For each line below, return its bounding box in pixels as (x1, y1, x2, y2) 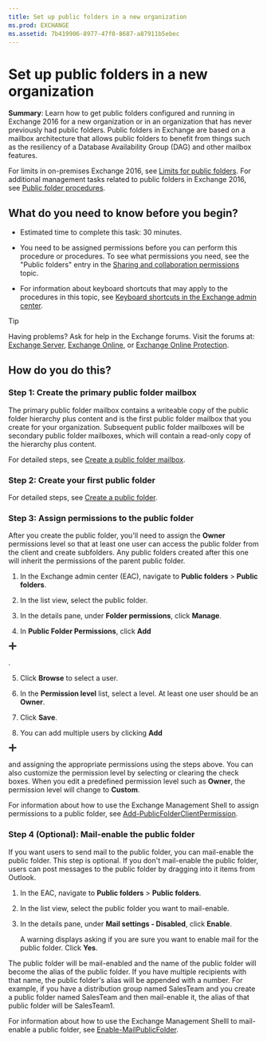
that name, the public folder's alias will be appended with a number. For (8, 975, 243, 985)
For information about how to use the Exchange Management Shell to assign (8, 800, 259, 810)
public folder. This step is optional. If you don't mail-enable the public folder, (8, 855, 259, 865)
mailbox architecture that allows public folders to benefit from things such (8, 134, 251, 144)
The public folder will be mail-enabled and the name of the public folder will (8, 958, 257, 968)
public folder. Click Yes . (19, 942, 98, 953)
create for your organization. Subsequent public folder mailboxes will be (8, 422, 245, 432)
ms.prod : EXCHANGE (8, 21, 69, 30)
